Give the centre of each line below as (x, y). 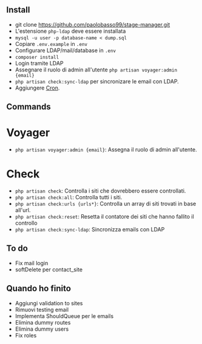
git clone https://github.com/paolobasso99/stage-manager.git (93, 24)
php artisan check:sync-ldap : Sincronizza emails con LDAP (90, 230)
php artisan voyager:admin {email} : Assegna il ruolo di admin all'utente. (106, 150)
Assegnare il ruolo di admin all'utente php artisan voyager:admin (96, 70)
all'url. (23, 210)
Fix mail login (32, 263)
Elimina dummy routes (43, 322)
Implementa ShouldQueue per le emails (64, 316)
